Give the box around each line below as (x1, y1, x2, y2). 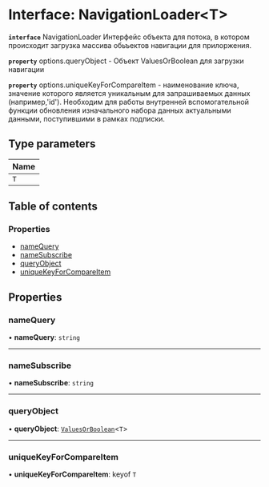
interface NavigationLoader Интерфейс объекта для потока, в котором (8, 32, 250, 42)
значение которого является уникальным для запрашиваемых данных (8, 88, 251, 98)
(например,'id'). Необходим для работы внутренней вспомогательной (8, 97, 250, 106)
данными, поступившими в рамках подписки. (8, 114, 166, 123)
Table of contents (8, 200, 98, 214)
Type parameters (8, 138, 96, 151)
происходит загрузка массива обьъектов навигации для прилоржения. (8, 40, 252, 50)
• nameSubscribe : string (8, 378, 94, 388)
